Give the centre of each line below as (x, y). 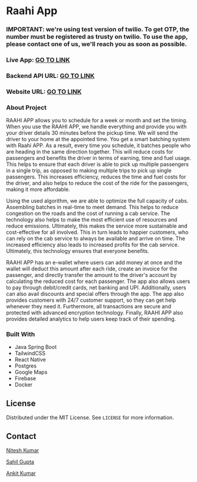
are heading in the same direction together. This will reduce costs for (90, 152)
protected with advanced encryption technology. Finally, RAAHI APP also (95, 313)
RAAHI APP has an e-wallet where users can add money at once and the (94, 263)
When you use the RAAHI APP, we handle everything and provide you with (96, 127)
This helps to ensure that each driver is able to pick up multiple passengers (97, 164)
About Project (27, 108)
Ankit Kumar (21, 473)
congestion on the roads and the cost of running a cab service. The (88, 213)
